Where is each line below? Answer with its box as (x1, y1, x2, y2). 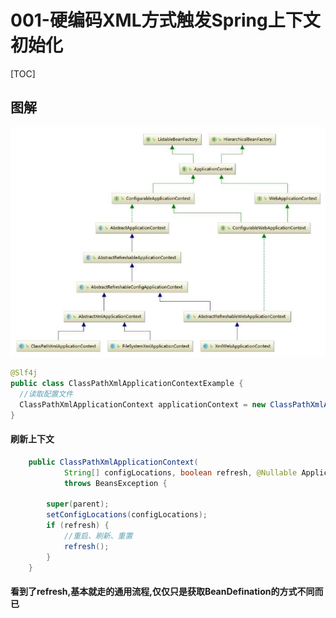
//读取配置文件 (19, 389, 73, 399)
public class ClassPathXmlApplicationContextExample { (10, 379, 244, 389)
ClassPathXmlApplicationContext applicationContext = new (19, 399, 267, 410)
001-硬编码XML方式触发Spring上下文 (10, 9, 321, 32)
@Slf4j (10, 368, 38, 378)
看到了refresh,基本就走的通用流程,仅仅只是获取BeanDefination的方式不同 (10, 586, 315, 598)
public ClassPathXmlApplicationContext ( (28, 457, 199, 467)
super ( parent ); (46, 499, 110, 510)
